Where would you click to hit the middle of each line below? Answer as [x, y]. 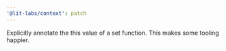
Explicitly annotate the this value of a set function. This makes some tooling [113, 33]
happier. [18, 40]
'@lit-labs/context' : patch [47, 13]
